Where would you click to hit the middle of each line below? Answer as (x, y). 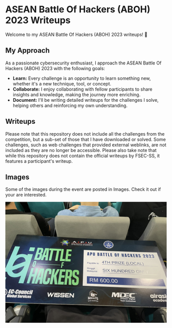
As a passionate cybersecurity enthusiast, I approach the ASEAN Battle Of (83, 63)
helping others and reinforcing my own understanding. (70, 105)
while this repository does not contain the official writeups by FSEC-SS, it (83, 156)
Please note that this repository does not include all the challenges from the (85, 134)
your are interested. (26, 195)
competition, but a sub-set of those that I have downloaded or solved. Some (86, 139)
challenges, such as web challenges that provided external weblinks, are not (86, 145)
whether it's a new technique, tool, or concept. (62, 83)
